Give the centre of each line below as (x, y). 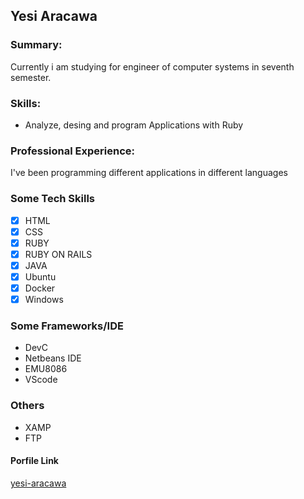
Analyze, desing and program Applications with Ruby (134, 125)
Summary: (36, 45)
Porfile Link (34, 461)
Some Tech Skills (53, 199)
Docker (40, 288)
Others (27, 406)
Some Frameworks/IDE (67, 326)
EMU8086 (46, 369)
